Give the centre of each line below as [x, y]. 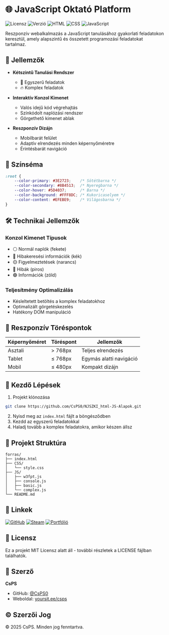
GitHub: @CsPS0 [30, 593]
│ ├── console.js [26, 481]
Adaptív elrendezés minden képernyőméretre [67, 143]
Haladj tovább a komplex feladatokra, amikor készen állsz [72, 427]
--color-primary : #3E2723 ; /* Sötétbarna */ [65, 181]
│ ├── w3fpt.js [24, 477]
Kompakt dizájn [100, 367]
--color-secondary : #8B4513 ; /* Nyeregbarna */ [67, 186]
